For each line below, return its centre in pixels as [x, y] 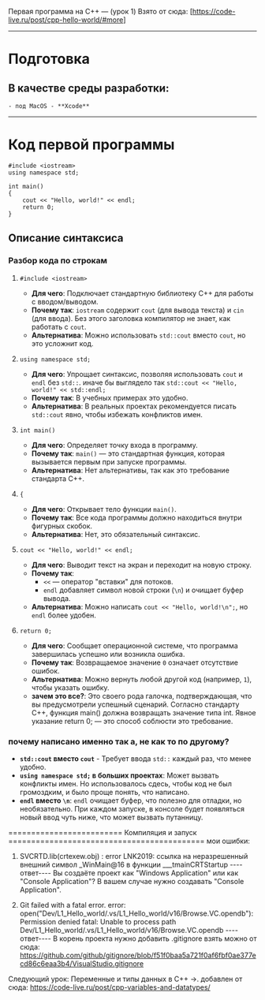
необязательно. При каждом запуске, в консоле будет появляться [132, 808]
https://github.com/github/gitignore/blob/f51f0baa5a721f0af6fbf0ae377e [138, 955]
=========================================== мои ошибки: [129, 841]
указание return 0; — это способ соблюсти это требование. [132, 721]
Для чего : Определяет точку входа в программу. [115, 445]
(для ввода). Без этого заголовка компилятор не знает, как [131, 318]
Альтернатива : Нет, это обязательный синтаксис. [116, 534]
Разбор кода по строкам [58, 261]
